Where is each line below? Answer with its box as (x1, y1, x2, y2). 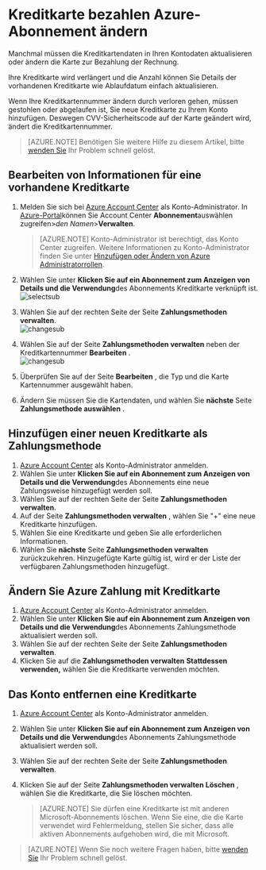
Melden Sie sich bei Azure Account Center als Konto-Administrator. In (19, 202, 248, 211)
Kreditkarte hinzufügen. (19, 519, 98, 529)
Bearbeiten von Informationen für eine (8, 168, 202, 182)
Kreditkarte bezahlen (8, 6, 151, 24)
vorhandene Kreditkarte (8, 181, 130, 194)
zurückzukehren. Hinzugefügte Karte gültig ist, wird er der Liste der (19, 553, 241, 563)
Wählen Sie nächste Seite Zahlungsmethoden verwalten (19, 545, 209, 554)
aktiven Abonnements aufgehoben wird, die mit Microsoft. (39, 830, 230, 839)
